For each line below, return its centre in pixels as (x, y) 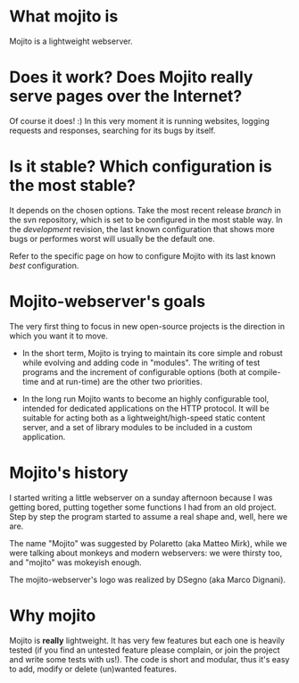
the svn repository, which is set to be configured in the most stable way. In (146, 220)
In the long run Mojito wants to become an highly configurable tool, (145, 398)
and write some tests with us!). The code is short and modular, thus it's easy (149, 659)
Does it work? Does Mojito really (131, 77)
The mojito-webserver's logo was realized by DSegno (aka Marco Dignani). (148, 579)
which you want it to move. (59, 336)
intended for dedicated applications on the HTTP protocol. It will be (145, 408)
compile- (264, 371)
